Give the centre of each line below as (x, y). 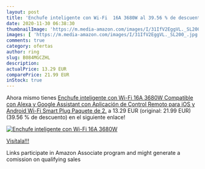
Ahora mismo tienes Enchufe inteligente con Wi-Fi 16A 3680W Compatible (100, 98)
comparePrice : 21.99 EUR (38, 75)
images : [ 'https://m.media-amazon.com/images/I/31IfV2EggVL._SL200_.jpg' (103, 35)
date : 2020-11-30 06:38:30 (41, 23)
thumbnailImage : (27, 29)
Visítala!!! (18, 141)
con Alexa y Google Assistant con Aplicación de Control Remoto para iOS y (101, 104)
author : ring (23, 52)
